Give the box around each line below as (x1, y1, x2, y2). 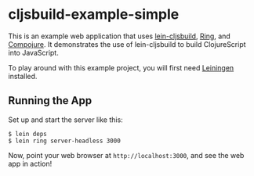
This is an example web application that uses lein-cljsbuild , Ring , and (8, 31, 231, 41)
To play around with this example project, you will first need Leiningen (8, 63, 234, 72)
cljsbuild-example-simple (8, 5, 180, 23)
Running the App (8, 94, 93, 107)
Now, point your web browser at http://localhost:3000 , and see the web (8, 150, 245, 160)
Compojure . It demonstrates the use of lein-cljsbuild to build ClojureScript (8, 39, 246, 48)
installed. (8, 71, 38, 81)
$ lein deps (8, 130, 47, 138)
